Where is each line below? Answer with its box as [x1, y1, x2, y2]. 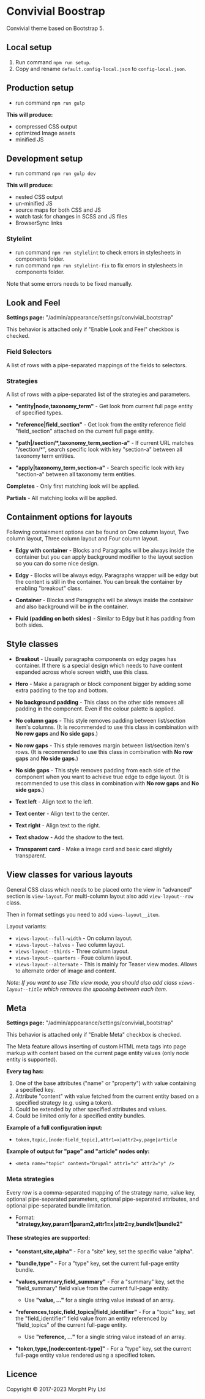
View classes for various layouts [6, 870, 133, 880]
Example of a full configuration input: [6, 1124, 103, 1132]
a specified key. [15, 1086, 55, 1094]
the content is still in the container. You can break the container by [15, 578, 182, 585]
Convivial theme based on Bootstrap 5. [6, 24, 104, 32]
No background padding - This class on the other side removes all [15, 698, 184, 706]
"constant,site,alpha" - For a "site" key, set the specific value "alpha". [15, 1247, 194, 1255]
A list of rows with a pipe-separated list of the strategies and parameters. [6, 390, 191, 398]
